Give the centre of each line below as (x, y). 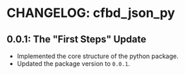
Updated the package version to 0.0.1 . (73, 64)
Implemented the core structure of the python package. (97, 56)
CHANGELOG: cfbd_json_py (91, 13)
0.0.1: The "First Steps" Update (76, 39)
